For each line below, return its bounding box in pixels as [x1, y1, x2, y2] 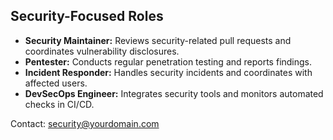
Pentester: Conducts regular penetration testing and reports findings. [24, 55, 313, 68]
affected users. [24, 77, 88, 89]
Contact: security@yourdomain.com [10, 117, 160, 129]
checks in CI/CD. [24, 98, 95, 110]
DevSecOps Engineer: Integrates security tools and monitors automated [24, 87, 324, 99]
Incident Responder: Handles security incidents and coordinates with [24, 66, 313, 78]
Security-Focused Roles [10, 8, 164, 25]
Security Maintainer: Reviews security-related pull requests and [24, 34, 292, 46]
